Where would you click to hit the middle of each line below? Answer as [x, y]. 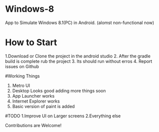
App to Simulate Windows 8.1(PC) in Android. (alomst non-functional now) [80, 23]
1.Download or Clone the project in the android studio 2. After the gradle [78, 56]
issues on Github [22, 66]
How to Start [31, 42]
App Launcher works [33, 96]
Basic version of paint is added [43, 106]
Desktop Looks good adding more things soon [59, 91]
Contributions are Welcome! [33, 125]
